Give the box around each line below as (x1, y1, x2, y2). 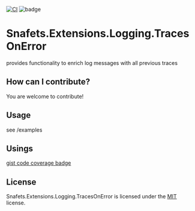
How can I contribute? (6, 77, 91, 87)
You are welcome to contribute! (6, 93, 84, 100)
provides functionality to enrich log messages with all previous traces (6, 59, 178, 66)
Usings (6, 143, 33, 153)
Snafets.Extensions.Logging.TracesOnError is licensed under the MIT (6, 193, 177, 200)
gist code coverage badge (6, 159, 71, 167)
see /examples (6, 126, 43, 133)
